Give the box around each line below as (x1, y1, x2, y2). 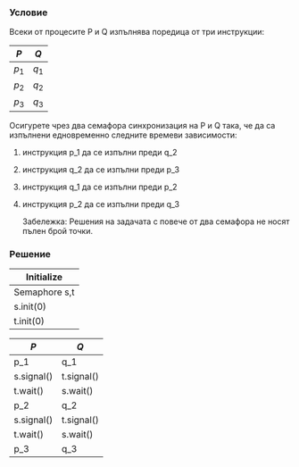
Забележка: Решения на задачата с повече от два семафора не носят (21, 216, 290, 227)
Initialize (25, 271, 63, 283)
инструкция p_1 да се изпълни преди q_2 (21, 146, 178, 157)
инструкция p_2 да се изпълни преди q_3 (21, 198, 180, 209)
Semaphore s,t (13, 286, 75, 298)
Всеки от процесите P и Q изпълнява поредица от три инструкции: (9, 27, 265, 38)
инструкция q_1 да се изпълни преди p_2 (21, 181, 178, 192)
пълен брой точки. (21, 225, 94, 236)
